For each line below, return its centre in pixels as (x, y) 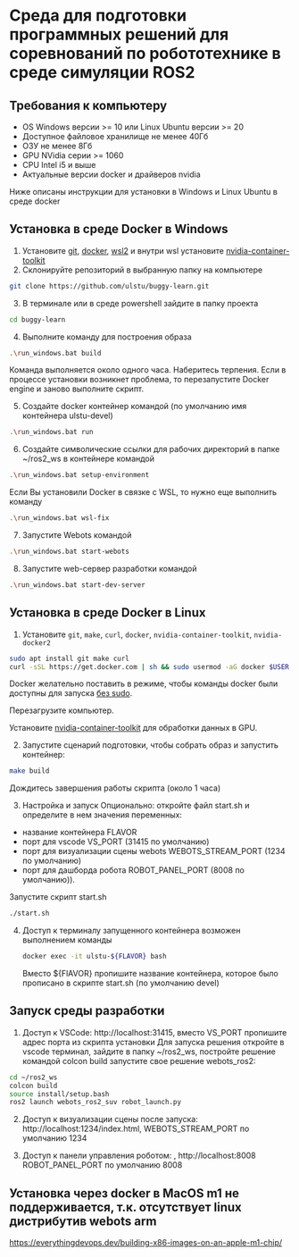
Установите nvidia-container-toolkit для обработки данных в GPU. (133, 728)
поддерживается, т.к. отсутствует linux (126, 1207)
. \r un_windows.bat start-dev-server (77, 585)
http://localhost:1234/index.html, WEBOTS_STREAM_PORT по (136, 1129)
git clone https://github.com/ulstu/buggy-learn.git (109, 286)
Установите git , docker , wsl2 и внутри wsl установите (123, 250)
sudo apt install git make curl (69, 658)
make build (29, 771)
